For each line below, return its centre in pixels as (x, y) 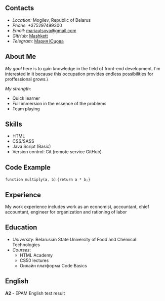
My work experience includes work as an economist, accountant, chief (77, 207)
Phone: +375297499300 (37, 25)
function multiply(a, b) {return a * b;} (48, 180)
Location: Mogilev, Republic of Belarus (52, 20)
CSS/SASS (23, 141)
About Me (21, 57)
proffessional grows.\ (27, 79)
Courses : (21, 250)
